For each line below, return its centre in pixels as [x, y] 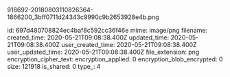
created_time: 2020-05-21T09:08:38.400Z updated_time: [88, 37]
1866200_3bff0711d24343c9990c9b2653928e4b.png [83, 17]
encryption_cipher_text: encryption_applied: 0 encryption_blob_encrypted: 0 [115, 59]
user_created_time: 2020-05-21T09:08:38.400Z [129, 45]
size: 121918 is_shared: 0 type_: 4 [54, 66]
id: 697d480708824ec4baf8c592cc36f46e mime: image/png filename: [107, 30]
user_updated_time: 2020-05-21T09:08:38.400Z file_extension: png [103, 52]
